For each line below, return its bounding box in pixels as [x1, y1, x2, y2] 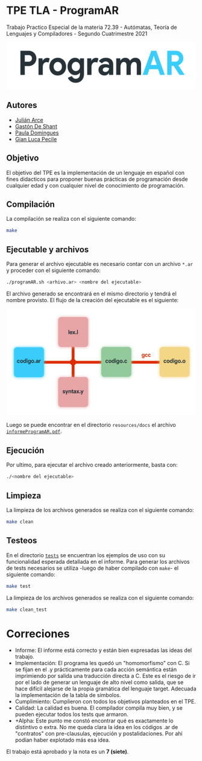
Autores [6, 100, 37, 110]
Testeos [6, 535, 37, 546]
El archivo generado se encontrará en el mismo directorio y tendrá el [6, 290, 177, 297]
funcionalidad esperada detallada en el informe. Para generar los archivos [6, 558, 190, 565]
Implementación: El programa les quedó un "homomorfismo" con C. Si [14, 660, 190, 667]
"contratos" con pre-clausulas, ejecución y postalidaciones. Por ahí [14, 730, 183, 737]
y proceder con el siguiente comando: [6, 267, 101, 274]
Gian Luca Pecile [14, 135, 57, 142]
